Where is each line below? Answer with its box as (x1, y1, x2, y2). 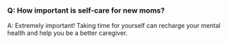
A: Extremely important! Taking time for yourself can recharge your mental (7, 22, 221, 30)
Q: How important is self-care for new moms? (7, 6, 166, 15)
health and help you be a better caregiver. (7, 29, 128, 37)
